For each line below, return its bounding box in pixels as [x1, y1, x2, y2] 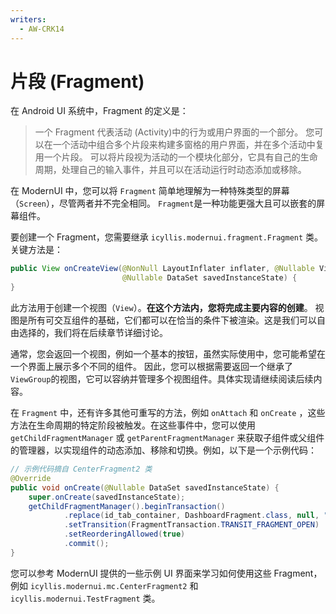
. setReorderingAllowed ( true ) [63, 529, 186, 540]
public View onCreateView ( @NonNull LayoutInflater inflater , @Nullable [10, 264, 315, 274]
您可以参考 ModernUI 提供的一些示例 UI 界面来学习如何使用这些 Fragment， [10, 567, 323, 579]
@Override [10, 473, 52, 483]
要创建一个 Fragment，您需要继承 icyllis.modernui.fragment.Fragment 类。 [10, 231, 324, 243]
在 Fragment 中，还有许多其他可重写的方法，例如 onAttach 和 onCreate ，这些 [10, 407, 326, 419]
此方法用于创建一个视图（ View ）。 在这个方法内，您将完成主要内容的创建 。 [10, 302, 313, 314]
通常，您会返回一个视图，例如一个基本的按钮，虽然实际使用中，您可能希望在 [10, 348, 326, 360]
